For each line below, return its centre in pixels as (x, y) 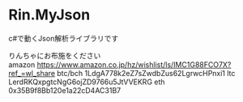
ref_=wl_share (32, 73)
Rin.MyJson (49, 15)
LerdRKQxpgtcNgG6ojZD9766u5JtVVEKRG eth (87, 82)
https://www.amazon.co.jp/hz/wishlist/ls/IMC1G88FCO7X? (134, 64)
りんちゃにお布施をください (55, 55)
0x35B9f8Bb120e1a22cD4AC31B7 (65, 90)
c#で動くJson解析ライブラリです (64, 38)
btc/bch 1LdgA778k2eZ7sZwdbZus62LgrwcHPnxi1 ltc (146, 73)
